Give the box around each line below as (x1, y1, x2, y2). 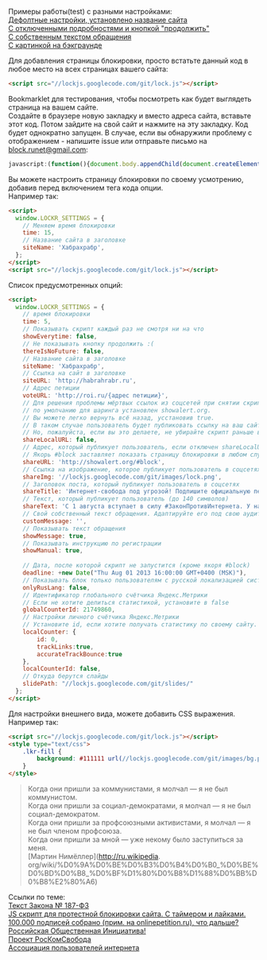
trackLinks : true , (37, 643, 94, 651)
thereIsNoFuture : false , (22, 347, 105, 355)
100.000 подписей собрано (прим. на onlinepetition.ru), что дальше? (8, 918, 239, 927)
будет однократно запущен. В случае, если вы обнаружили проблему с (8, 127, 253, 137)
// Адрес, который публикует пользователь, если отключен (22, 443, 219, 451)
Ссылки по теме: (8, 892, 66, 901)
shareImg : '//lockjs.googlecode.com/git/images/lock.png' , (22, 473, 222, 481)
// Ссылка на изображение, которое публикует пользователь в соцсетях (22, 465, 261, 474)
